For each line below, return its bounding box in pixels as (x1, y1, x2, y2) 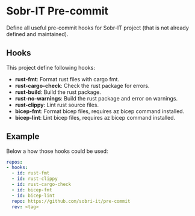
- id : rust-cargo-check (11, 182, 71, 188)
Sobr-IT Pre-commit (6, 4, 109, 18)
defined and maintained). (6, 30, 69, 37)
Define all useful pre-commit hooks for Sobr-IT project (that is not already (6, 24, 190, 31)
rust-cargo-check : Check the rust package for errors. (14, 82, 150, 89)
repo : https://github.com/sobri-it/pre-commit (11, 198, 131, 204)
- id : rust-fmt (11, 170, 50, 176)
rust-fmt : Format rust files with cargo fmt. (14, 75, 119, 82)
